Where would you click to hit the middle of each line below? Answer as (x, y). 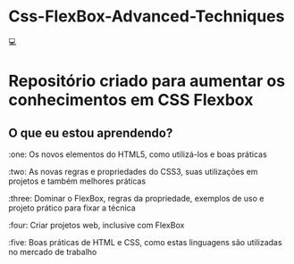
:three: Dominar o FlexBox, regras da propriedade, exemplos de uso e (136, 198)
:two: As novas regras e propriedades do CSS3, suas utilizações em (133, 171)
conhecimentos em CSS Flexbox (131, 100)
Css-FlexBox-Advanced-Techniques (147, 16)
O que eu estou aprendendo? (91, 132)
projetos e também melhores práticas (77, 181)
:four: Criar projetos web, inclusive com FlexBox (97, 225)
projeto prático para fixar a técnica (72, 208)
